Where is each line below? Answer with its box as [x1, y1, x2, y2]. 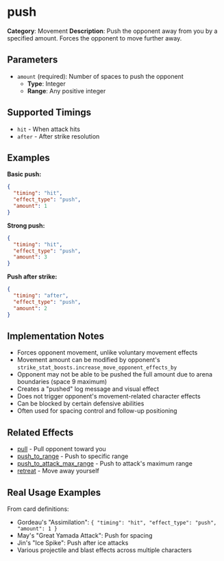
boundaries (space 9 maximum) [16, 378, 108, 386]
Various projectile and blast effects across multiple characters [16, 546, 192, 554]
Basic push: [7, 170, 42, 178]
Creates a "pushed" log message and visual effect [16, 385, 160, 393]
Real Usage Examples [7, 486, 101, 498]
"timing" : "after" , [13, 292, 69, 299]
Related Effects [7, 427, 74, 438]
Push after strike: [7, 272, 58, 281]
